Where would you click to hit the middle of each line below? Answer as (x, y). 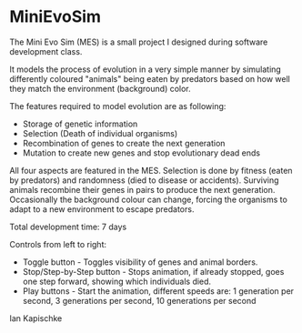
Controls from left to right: (58, 244)
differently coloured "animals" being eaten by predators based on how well (150, 78)
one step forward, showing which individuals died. (117, 281)
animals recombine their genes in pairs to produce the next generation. (142, 189)
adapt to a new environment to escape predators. (102, 209)
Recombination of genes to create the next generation (124, 143)
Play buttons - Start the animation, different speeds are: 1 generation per (158, 291)
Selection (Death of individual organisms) (100, 133)
